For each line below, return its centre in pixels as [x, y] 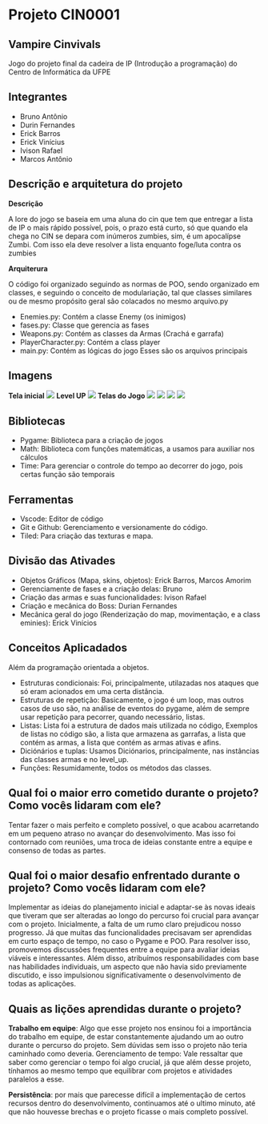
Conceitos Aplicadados [68, 648]
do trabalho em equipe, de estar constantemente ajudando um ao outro [126, 1037]
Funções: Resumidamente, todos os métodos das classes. [116, 768]
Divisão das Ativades [62, 561]
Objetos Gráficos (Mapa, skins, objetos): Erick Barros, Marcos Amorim [136, 580]
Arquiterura [28, 268]
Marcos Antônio [46, 159]
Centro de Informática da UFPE [60, 72]
